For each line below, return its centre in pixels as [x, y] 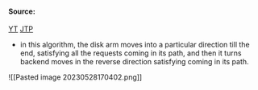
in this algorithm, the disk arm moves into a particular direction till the [135, 45]
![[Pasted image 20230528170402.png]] [75, 77]
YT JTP [21, 29]
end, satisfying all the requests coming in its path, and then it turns [131, 53]
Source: [22, 11]
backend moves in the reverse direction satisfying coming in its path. [134, 62]
